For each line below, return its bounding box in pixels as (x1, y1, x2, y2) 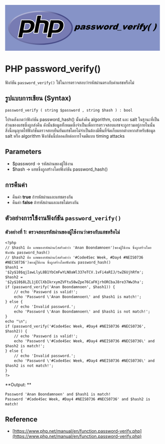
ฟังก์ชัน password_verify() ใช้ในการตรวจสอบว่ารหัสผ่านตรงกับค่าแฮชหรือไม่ (5, 80, 135, 86)
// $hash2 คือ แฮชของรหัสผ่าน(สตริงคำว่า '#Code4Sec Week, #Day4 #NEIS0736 (5, 255, 143, 260)
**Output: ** (5, 382, 32, 388)
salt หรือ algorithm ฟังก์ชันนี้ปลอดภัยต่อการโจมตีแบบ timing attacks (5, 133, 125, 139)
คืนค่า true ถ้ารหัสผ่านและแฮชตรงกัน (12, 194, 73, 200)
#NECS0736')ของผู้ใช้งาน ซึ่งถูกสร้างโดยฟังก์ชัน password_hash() (5, 260, 111, 265)
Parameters (5, 148, 42, 156)
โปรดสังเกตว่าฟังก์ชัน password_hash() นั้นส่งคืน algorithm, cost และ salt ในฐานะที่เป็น (5, 116, 160, 122)
